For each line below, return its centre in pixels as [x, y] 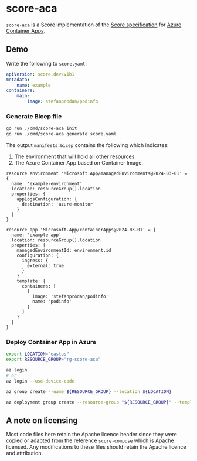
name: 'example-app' [36, 235]
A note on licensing [42, 420]
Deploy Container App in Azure [51, 342]
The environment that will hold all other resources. [75, 156]
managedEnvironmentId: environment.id [64, 251]
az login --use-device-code [40, 381]
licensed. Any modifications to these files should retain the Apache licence [96, 447]
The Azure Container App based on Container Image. [79, 163]
